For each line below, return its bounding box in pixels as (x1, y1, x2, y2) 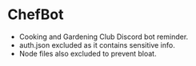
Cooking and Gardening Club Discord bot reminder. (18, 32, 189, 41)
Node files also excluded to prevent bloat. (18, 49, 157, 58)
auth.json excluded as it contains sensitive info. (18, 40, 175, 49)
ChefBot (7, 6, 64, 24)
